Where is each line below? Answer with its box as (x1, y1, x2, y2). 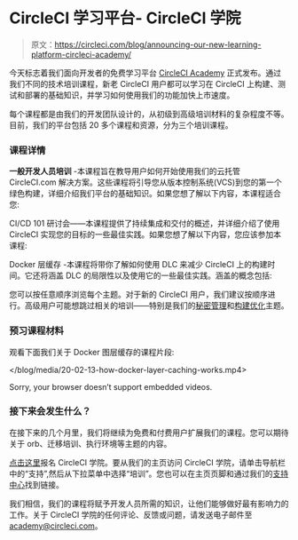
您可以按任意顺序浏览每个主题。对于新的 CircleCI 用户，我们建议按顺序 (9, 290, 269, 300)
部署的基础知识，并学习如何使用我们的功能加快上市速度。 (24, 90, 235, 100)
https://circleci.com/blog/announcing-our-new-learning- (54, 39, 262, 50)
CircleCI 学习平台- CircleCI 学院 (9, 8, 241, 28)
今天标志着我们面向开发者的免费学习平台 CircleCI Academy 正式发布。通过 (9, 67, 282, 78)
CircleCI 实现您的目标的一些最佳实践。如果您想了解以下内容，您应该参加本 (9, 229, 282, 240)
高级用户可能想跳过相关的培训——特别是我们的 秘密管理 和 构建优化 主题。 (24, 300, 289, 311)
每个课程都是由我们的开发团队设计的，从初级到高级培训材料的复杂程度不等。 (9, 108, 289, 119)
